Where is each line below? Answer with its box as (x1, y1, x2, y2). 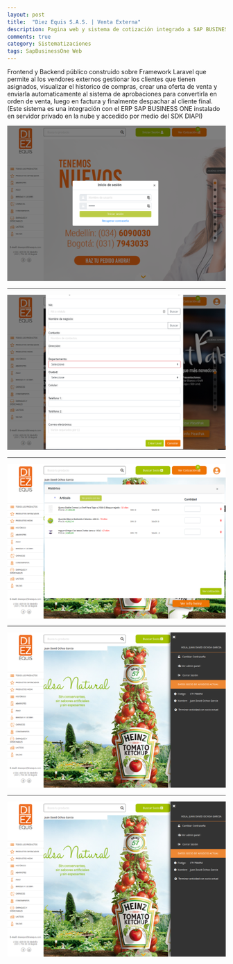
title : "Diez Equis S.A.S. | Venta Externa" (7, 18, 141, 26)
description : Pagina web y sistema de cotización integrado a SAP (7, 26, 203, 33)
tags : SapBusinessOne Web (7, 48, 82, 55)
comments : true (7, 33, 51, 40)
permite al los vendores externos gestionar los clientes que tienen (7, 75, 196, 83)
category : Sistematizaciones (7, 40, 92, 48)
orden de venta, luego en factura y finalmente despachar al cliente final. (7, 97, 213, 105)
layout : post (7, 11, 45, 18)
